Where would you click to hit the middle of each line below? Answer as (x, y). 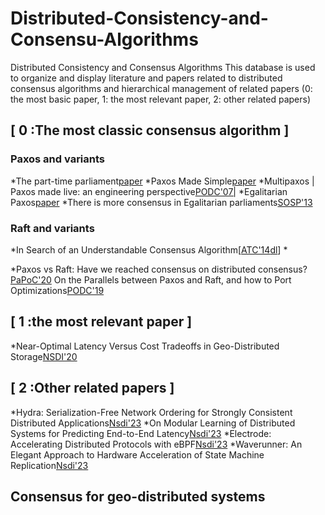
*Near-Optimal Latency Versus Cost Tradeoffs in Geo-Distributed (145, 346)
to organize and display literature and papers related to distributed (146, 78)
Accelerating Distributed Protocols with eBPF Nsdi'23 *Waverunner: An (156, 444)
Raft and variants (52, 228)
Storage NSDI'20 (44, 356)
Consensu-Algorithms (104, 39)
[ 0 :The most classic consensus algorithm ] (150, 130)
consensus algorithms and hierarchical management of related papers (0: (161, 88)
